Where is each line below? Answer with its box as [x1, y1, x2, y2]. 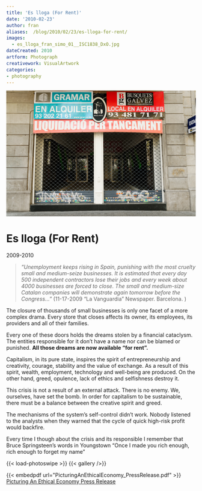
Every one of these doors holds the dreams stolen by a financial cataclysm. [6, 331, 193, 338]
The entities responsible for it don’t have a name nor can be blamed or [6, 338, 180, 345]
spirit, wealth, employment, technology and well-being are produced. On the [6, 368, 195, 376]
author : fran [6, 22, 39, 28]
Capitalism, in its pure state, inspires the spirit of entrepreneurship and [6, 356, 181, 363]
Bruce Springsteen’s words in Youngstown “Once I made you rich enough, [6, 442, 189, 449]
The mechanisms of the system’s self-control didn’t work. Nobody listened [6, 411, 191, 418]
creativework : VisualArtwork [6, 60, 79, 66]
